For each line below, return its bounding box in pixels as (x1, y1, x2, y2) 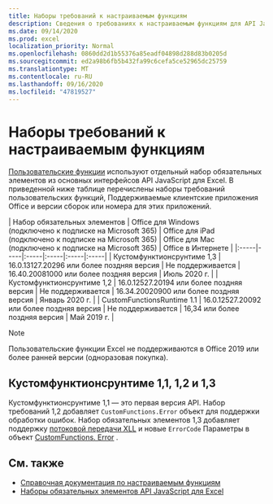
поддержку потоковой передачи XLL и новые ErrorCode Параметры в (8, 424, 250, 434)
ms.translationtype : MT (8, 65, 89, 73)
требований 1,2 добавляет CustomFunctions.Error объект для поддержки (8, 406, 260, 416)
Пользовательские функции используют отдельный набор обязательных (8, 167, 262, 177)
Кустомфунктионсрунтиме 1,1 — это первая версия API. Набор (8, 398, 226, 408)
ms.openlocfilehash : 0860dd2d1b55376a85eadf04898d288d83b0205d (8, 50, 227, 58)
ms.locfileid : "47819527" (8, 87, 96, 96)
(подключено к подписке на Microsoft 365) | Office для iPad (8, 226, 215, 236)
